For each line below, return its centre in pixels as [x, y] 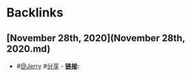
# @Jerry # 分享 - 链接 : [48, 66]
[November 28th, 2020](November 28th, [96, 38]
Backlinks [35, 13]
